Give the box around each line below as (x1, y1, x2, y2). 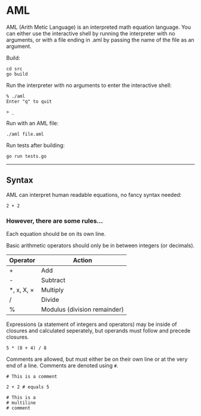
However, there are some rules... (6, 217, 103, 225)
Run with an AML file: (6, 119, 59, 127)
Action (72, 256, 93, 265)
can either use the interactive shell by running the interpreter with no (6, 29, 175, 37)
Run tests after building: (6, 142, 65, 149)
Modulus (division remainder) (41, 306, 124, 314)
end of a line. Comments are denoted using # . (6, 362, 118, 369)
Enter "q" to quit (6, 98, 52, 104)
